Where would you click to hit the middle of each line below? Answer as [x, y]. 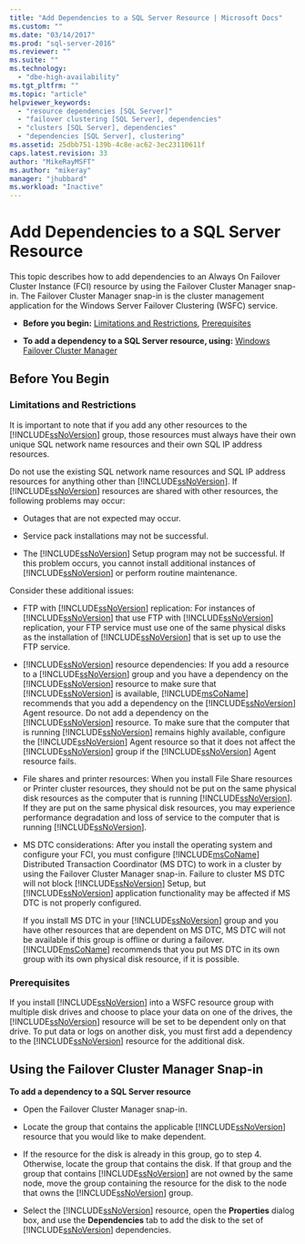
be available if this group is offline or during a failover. [123, 939]
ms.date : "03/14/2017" [52, 35]
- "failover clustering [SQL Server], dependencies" [120, 119]
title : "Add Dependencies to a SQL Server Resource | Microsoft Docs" [146, 18]
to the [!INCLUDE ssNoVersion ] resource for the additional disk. [127, 1041]
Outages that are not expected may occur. [102, 518]
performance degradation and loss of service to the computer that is [151, 817]
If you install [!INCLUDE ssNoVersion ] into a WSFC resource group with [142, 1003]
